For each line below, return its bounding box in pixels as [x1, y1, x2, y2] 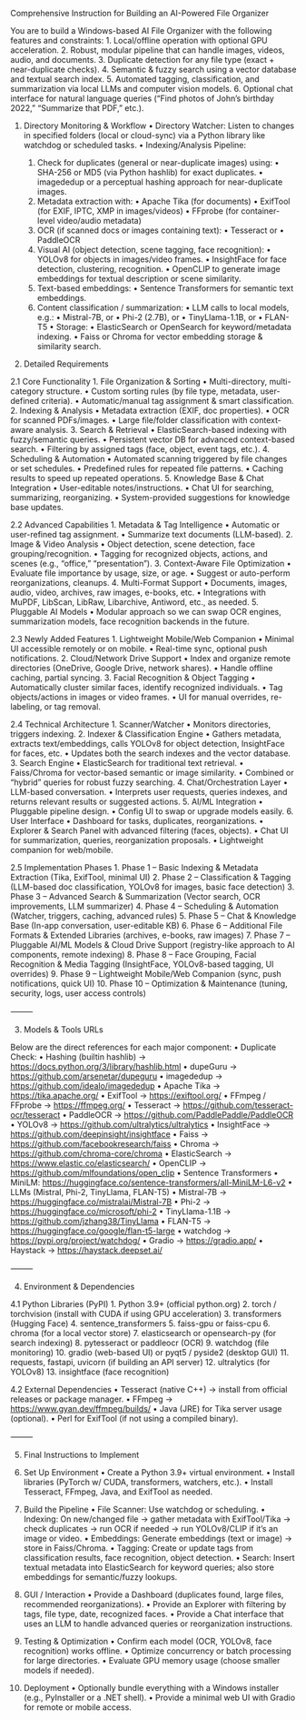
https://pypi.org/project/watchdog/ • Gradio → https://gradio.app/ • [10, 1235, 263, 1245]
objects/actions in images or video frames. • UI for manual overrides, [10, 691, 269, 702]
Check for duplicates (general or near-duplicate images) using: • [36, 157, 280, 167]
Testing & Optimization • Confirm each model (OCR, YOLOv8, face [23, 1636, 272, 1646]
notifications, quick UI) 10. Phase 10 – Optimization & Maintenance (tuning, [10, 978, 289, 989]
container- [241, 206, 281, 216]
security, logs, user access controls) [10, 988, 146, 999]
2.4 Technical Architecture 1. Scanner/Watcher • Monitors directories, [10, 719, 271, 729]
